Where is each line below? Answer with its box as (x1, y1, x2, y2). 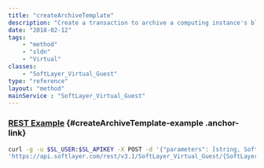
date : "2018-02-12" (8, 26, 72, 34)
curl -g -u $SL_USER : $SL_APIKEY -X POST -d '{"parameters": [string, (8, 145, 241, 153)
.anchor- (205, 118, 240, 129)
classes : (8, 63, 37, 71)
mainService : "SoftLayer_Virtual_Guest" (8, 92, 146, 100)
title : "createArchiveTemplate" (8, 11, 114, 20)
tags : (8, 33, 26, 42)
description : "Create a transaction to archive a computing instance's (8, 19, 247, 27)
